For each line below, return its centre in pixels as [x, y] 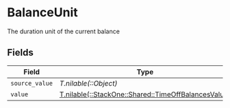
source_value [32, 83]
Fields [21, 53]
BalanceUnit [42, 13]
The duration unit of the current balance [63, 31]
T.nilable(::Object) [88, 83]
